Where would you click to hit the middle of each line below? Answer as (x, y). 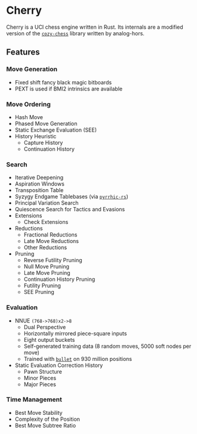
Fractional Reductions (50, 235)
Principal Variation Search (47, 203)
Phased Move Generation (46, 123)
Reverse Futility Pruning (53, 260)
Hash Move (29, 117)
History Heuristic (36, 136)
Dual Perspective (45, 327)
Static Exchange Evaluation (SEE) (56, 130)
